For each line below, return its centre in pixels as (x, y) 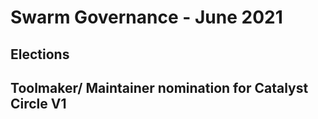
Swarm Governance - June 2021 (146, 17)
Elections (40, 54)
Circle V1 (38, 103)
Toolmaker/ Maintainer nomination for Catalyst (159, 87)
